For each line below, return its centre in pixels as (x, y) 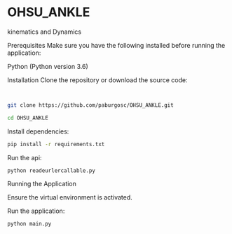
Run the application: (36, 211)
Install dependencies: (38, 131)
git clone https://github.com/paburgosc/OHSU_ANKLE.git (90, 105)
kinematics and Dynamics (45, 32)
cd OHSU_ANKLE (28, 118)
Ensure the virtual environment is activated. (70, 197)
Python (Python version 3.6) (48, 66)
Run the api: (25, 157)
